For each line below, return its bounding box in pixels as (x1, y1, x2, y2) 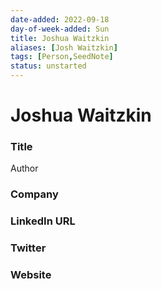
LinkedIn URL (10, 214, 76, 228)
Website (10, 268, 52, 282)
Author (10, 162, 39, 175)
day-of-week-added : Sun (10, 24, 110, 34)
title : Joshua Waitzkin (10, 33, 110, 43)
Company (10, 187, 59, 201)
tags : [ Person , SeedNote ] (10, 52, 114, 62)
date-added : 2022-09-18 (10, 14, 110, 25)
